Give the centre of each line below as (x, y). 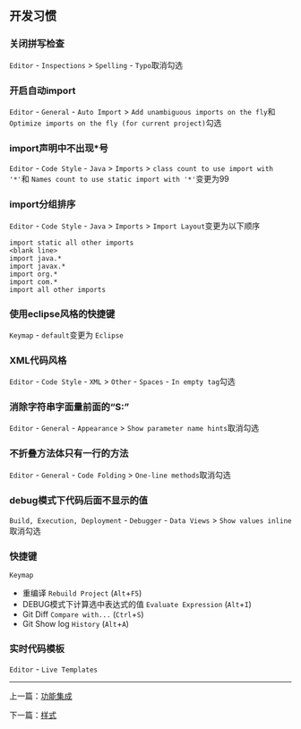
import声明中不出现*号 (59, 148)
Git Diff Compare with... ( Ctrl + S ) (83, 614)
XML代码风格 (38, 360)
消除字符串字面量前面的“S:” (69, 407)
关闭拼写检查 (37, 44)
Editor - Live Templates (54, 669)
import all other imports (57, 289)
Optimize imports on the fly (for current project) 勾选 (116, 123)
